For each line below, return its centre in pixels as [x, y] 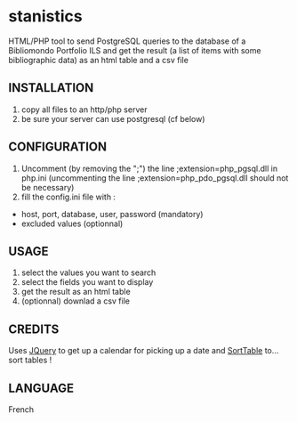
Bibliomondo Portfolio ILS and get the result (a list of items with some [135, 50]
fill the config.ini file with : [68, 197]
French [21, 410]
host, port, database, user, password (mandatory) [112, 214]
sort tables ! [30, 360]
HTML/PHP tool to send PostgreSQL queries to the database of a [127, 41]
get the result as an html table [76, 292]
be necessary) [48, 187]
